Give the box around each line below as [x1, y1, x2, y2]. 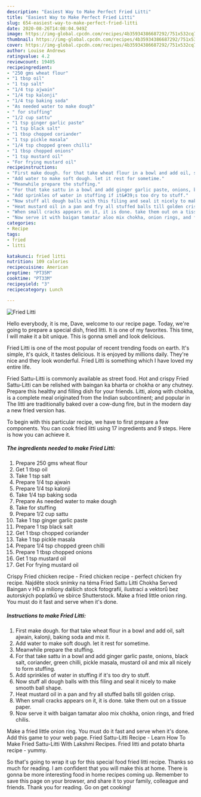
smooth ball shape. [15, 685, 63, 692]
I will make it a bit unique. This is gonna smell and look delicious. [7, 333, 166, 340]
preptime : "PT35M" [7, 270, 52, 276]
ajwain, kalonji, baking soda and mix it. [15, 634, 110, 641]
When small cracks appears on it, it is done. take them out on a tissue [15, 697, 187, 704]
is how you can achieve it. [7, 431, 71, 438]
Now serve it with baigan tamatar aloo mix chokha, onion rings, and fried [15, 710, 194, 717]
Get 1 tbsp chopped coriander [15, 530, 89, 537]
